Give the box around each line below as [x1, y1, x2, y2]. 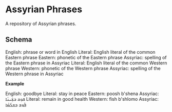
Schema [5, 35, 32, 44]
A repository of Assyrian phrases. [5, 20, 77, 27]
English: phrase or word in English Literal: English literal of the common [5, 49, 156, 55]
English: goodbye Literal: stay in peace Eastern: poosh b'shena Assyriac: [5, 91, 159, 97]
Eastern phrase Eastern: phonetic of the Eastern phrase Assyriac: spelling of [5, 54, 167, 60]
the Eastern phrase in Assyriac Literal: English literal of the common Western [5, 60, 167, 66]
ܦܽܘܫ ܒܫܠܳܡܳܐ [5, 101, 27, 108]
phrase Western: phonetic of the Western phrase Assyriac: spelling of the [5, 65, 161, 71]
